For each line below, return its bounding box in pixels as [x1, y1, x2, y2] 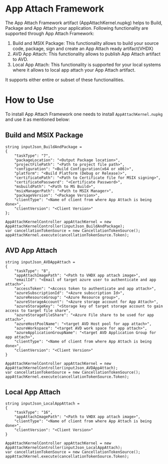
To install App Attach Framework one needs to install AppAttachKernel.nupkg [5, 111, 163, 117]
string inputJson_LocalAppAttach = [5, 401, 80, 406]
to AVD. [12, 56, 29, 62]
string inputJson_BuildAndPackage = [5, 144, 82, 149]
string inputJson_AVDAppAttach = [5, 259, 75, 264]
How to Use [5, 94, 54, 106]
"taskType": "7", [14, 153, 51, 158]
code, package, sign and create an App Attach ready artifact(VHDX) [12, 45, 154, 51]
